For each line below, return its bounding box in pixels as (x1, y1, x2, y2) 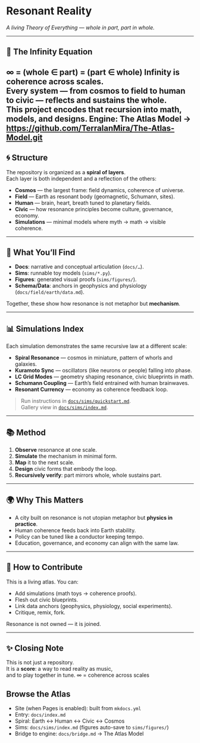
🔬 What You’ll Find (6, 247, 76, 257)
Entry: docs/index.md (14, 711, 66, 719)
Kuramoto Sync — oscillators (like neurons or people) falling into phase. (14, 367, 192, 374)
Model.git (6, 132, 43, 143)
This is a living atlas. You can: (6, 578, 79, 585)
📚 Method (6, 427, 46, 437)
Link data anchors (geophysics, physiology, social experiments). (14, 602, 173, 609)
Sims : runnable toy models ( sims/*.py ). (14, 270, 112, 277)
